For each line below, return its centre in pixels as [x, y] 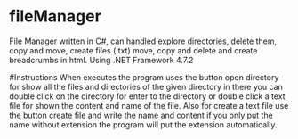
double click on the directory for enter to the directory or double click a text [148, 96]
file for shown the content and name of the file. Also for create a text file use [149, 105]
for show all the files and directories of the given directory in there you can [146, 86]
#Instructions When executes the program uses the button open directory [144, 77]
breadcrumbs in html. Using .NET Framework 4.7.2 [101, 60]
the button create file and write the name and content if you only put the [141, 115]
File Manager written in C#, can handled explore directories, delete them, [143, 41]
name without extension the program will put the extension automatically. [143, 124]
